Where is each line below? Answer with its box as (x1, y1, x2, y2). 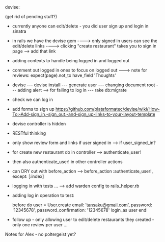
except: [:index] (12, 173, 44, 179)
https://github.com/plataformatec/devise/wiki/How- (55, 106, 160, 112)
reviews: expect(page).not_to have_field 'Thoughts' (12, 73, 116, 78)
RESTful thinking (12, 130, 46, 136)
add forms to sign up (12, 106, 55, 112)
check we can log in (12, 97, 53, 102)
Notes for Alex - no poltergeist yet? (5, 231, 76, 237)
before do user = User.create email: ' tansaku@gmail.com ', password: (12, 202, 152, 208)
